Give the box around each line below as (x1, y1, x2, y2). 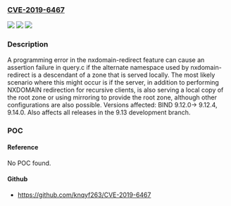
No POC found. (7, 159, 51, 167)
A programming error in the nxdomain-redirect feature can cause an (7, 55, 205, 64)
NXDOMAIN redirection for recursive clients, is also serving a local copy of (7, 85, 224, 94)
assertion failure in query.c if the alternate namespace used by (7, 63, 189, 71)
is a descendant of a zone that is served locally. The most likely (31, 71, 216, 79)
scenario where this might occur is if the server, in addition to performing (7, 78, 220, 86)
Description (7, 40, 49, 49)
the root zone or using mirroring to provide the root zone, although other (7, 93, 217, 102)
